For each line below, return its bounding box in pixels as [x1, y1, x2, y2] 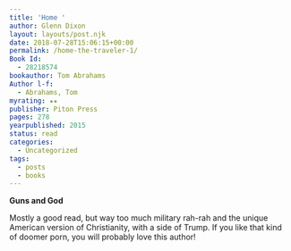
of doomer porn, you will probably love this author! [9, 231, 196, 242]
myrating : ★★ [9, 96, 58, 105]
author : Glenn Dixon [9, 21, 87, 30]
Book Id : [9, 54, 42, 63]
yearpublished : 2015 [9, 121, 87, 130]
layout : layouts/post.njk [9, 29, 106, 38]
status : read [9, 130, 58, 138]
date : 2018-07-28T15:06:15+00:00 [9, 38, 134, 47]
